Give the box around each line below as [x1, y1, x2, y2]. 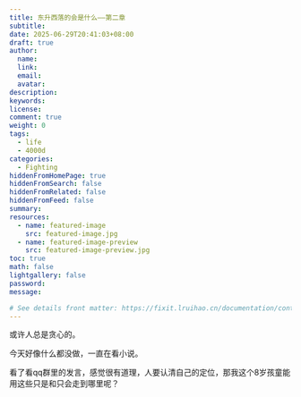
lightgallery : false [9, 271, 87, 280]
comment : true [9, 113, 63, 122]
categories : [9, 154, 54, 164]
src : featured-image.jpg [25, 229, 118, 238]
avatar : [17, 80, 47, 89]
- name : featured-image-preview [17, 238, 139, 247]
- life [17, 138, 42, 147]
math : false [9, 263, 54, 272]
